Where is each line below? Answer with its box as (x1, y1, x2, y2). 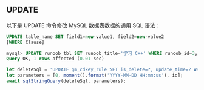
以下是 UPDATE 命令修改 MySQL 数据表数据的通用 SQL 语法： (6, 21, 161, 29)
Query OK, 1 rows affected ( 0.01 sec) (6, 56, 104, 62)
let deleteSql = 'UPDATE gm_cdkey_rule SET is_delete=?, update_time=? (6, 66, 191, 73)
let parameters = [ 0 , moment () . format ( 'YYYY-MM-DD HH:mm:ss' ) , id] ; (6, 72, 183, 79)
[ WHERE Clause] (6, 39, 45, 45)
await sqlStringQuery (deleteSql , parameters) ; (6, 78, 126, 84)
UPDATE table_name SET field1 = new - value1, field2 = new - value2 (6, 33, 165, 40)
